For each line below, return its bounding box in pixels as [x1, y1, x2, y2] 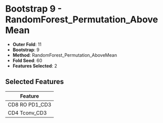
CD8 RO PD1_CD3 [8, 101, 52, 108]
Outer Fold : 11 [12, 41, 42, 47]
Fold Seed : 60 [12, 57, 43, 63]
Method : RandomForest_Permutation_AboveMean [12, 52, 117, 58]
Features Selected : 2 [12, 63, 57, 69]
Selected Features [5, 77, 64, 86]
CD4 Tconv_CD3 [8, 109, 47, 116]
